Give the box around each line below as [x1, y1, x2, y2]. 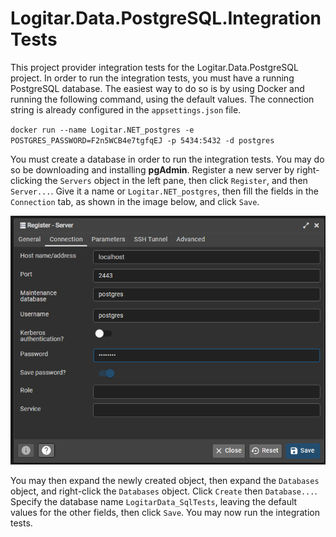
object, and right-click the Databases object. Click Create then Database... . [10, 485, 318, 497]
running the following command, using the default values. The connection [10, 93, 315, 105]
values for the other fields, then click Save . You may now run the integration [10, 506, 320, 518]
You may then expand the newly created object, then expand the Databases [10, 474, 320, 486]
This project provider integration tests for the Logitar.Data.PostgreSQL [10, 61, 299, 73]
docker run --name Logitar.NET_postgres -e [10, 125, 195, 135]
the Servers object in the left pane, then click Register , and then [44, 174, 308, 186]
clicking [10, 174, 43, 186]
